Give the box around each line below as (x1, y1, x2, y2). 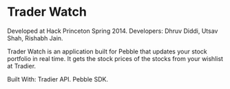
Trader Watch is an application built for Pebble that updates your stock (7, 47, 208, 55)
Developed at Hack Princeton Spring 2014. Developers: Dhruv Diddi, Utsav (7, 27, 218, 35)
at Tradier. (7, 62, 36, 70)
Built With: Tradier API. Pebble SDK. (7, 75, 109, 83)
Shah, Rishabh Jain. (7, 34, 63, 42)
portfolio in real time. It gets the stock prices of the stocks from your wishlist (7, 54, 224, 62)
